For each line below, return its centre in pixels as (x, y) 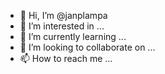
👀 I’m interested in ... (62, 26)
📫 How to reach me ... (66, 58)
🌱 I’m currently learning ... (73, 36)
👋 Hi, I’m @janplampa (63, 15)
